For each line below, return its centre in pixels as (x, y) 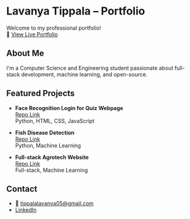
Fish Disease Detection (44, 132)
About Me (25, 54)
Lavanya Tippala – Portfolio (76, 11)
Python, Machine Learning (48, 145)
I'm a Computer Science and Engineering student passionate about (90, 68)
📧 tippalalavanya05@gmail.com (54, 203)
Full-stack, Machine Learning (51, 170)
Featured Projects (41, 93)
